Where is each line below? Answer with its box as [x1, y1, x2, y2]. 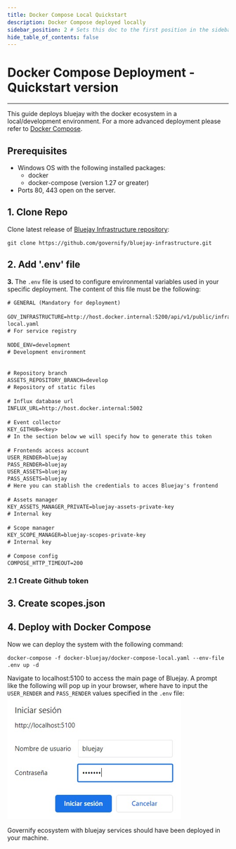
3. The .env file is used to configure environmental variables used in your [7, 277, 219, 286]
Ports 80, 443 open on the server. [17, 186, 116, 194]
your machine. [7, 834, 49, 842]
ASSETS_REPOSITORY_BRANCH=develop [7, 376, 109, 383]
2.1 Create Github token [7, 575, 89, 585]
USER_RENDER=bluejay [7, 454, 68, 461]
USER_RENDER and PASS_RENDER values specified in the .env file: [7, 689, 185, 697]
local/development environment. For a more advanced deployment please [7, 117, 221, 126]
